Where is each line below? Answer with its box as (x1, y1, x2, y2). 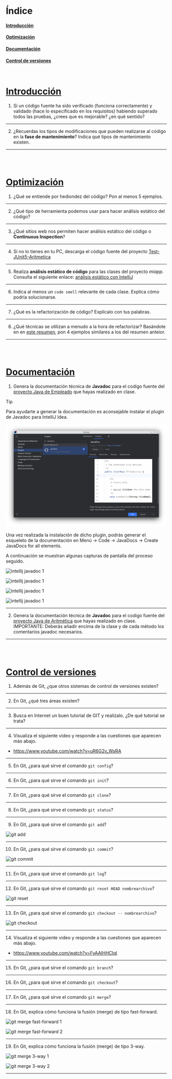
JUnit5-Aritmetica (13, 254, 51, 260)
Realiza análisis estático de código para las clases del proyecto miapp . (13, 268, 164, 275)
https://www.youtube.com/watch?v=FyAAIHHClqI (13, 950, 117, 956)
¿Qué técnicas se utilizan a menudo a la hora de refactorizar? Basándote (13, 324, 166, 330)
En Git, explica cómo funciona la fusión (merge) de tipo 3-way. (13, 1043, 145, 1049)
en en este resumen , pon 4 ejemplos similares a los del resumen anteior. (13, 329, 165, 335)
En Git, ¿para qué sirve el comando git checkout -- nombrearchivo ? (13, 910, 157, 916)
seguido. (6, 558, 24, 565)
